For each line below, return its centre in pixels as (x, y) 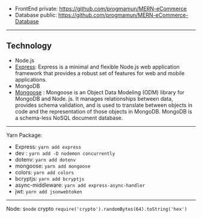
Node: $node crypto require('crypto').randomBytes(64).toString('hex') (97, 208)
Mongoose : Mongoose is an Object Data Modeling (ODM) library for (99, 92)
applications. (31, 79)
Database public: (36, 15)
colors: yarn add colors (44, 172)
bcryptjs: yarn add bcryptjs (50, 178)
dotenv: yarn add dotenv (45, 159)
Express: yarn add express (48, 147)
